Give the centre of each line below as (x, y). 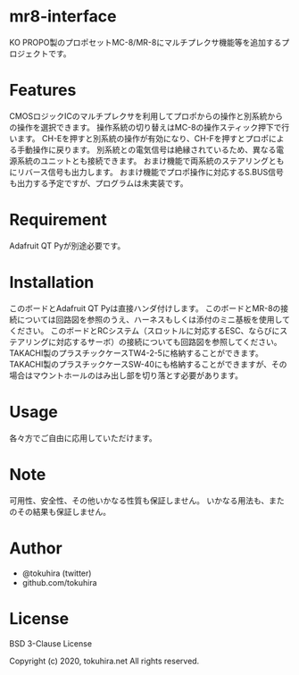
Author (36, 548)
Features (43, 90)
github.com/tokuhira (59, 582)
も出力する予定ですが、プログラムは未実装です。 (99, 183)
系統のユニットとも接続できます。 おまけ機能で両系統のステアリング (143, 160)
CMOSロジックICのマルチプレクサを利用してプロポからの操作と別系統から (146, 116)
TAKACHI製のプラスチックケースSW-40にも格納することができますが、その (148, 364)
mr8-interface (63, 17)
